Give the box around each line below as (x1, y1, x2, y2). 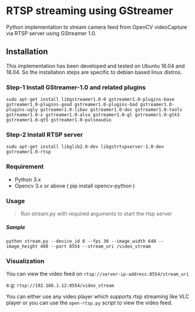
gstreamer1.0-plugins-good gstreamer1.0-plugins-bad (6, 101, 138, 108)
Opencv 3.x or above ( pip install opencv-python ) (14, 182, 135, 189)
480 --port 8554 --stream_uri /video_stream (40, 243, 151, 249)
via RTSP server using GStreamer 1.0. (6, 29, 97, 36)
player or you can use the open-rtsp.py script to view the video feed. (6, 299, 173, 306)
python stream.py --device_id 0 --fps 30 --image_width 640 (6, 238, 157, 244)
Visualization (6, 257, 45, 265)
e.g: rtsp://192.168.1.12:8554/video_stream (6, 282, 115, 289)
